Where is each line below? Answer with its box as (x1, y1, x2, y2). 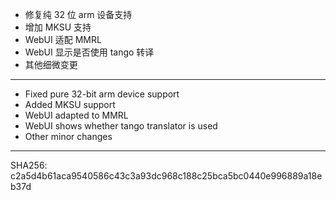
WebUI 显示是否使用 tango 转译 (24, 46, 155, 58)
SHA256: (10, 159, 48, 171)
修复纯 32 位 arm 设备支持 (24, 9, 133, 20)
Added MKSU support (24, 99, 116, 110)
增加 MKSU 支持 (24, 21, 92, 33)
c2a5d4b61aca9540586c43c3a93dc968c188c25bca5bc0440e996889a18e (10, 170, 323, 182)
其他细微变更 (24, 59, 78, 70)
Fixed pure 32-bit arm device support (24, 88, 180, 100)
